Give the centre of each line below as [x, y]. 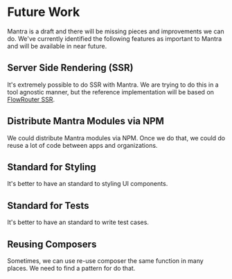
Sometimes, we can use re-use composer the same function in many [106, 261]
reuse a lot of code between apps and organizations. [82, 145]
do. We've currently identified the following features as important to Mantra [115, 38]
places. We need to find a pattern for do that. [71, 268]
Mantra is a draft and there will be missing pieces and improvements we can [116, 31]
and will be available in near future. [57, 46]
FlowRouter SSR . [31, 99]
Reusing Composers [52, 244]
